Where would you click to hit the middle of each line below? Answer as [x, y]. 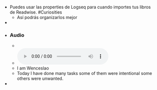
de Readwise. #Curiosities [36, 12]
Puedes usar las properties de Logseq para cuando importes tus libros [80, 7]
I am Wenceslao [33, 68]
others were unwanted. [40, 79]
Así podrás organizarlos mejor [47, 17]
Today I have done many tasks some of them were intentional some [84, 73]
